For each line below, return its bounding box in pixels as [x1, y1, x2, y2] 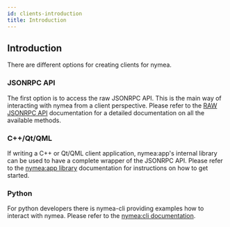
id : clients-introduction [7, 10, 82, 17]
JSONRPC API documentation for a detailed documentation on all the [7, 108, 205, 117]
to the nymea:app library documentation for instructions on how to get [7, 164, 208, 172]
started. [7, 171, 30, 179]
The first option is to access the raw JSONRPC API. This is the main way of [7, 94, 222, 102]
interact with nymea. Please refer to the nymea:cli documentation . [7, 212, 196, 220]
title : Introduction [7, 17, 67, 24]
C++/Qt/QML [7, 133, 52, 143]
